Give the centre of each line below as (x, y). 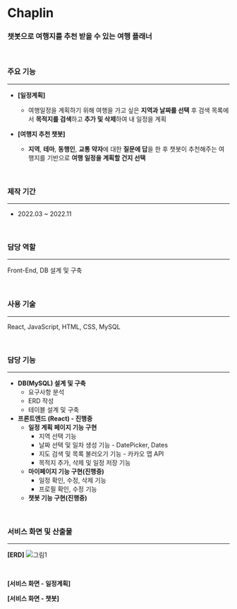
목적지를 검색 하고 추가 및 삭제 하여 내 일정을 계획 (101, 119)
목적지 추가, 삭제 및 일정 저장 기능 (85, 462)
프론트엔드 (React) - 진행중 (55, 418)
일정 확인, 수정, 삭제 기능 (73, 480)
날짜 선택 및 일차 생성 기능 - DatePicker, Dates (103, 445)
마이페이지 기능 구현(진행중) (66, 471)
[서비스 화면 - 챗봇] (34, 598)
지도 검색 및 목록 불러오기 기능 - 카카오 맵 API (101, 454)
